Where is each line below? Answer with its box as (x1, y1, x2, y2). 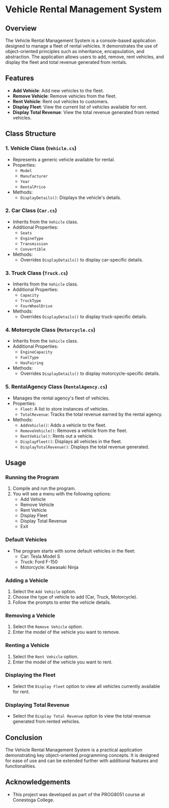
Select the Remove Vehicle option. (12, 624, 83, 630)
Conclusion (5, 733, 43, 742)
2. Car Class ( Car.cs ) (5, 207, 58, 214)
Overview (5, 24, 37, 33)
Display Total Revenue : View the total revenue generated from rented (12, 109, 159, 115)
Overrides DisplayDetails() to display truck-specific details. (20, 314, 148, 320)
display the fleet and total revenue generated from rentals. (5, 59, 127, 65)
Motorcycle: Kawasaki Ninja (20, 564, 79, 570)
